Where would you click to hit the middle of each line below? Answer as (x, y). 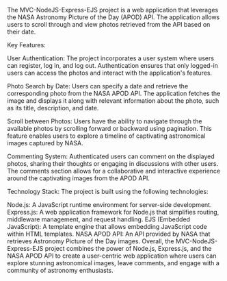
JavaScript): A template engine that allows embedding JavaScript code (107, 227)
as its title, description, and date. (53, 108)
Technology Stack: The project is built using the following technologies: (108, 192)
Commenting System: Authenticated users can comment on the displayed (111, 156)
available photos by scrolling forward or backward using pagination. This (109, 129)
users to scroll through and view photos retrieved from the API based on (109, 24)
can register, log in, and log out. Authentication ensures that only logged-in (113, 65)
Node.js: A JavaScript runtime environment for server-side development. (109, 205)
